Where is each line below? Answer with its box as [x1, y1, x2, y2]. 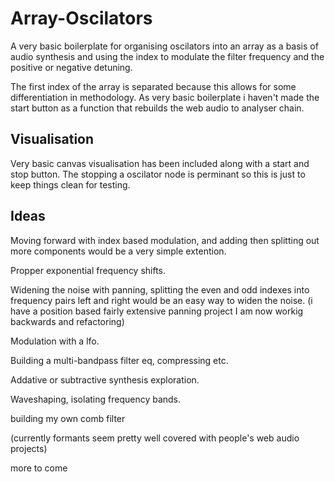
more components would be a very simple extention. [10, 245, 227, 257]
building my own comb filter [10, 412, 126, 424]
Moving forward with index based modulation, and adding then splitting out [10, 234, 320, 246]
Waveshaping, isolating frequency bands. [10, 393, 182, 405]
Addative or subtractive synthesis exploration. [10, 373, 200, 386]
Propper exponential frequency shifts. [10, 264, 167, 276]
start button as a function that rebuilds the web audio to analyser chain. [10, 102, 305, 114]
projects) [10, 442, 48, 454]
